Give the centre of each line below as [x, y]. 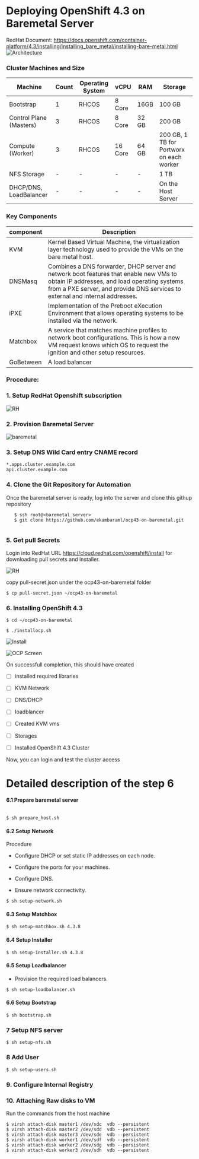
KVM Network [32, 688]
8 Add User [23, 1058]
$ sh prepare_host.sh [33, 818]
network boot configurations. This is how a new [114, 338]
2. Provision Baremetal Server [50, 424]
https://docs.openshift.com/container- [100, 40]
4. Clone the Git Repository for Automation [69, 485]
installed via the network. [83, 320]
